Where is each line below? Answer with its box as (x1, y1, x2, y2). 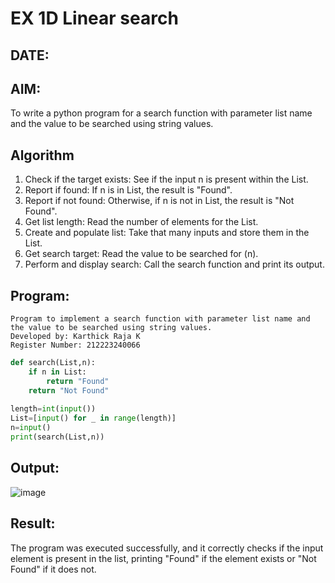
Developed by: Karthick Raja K (10, 332, 141, 342)
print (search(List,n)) (10, 432, 105, 442)
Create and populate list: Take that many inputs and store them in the (24, 227, 310, 239)
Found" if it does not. (10, 563, 97, 575)
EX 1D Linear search (10, 7, 179, 30)
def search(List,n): (10, 358, 97, 368)
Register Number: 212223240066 (10, 340, 141, 351)
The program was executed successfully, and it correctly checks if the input (10, 542, 324, 554)
